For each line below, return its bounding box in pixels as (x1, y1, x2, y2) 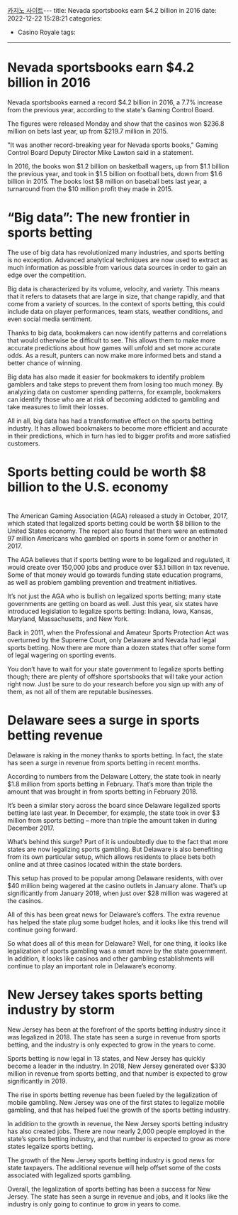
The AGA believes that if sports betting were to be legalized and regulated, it (7, 556, 230, 564)
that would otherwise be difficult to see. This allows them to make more (7, 336, 216, 345)
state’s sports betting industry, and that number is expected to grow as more (7, 1135, 230, 1143)
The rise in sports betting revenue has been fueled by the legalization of (7, 1091, 218, 1099)
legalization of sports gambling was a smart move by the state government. (7, 947, 228, 956)
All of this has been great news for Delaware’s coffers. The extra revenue (7, 910, 221, 919)
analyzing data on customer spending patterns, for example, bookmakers (7, 387, 222, 396)
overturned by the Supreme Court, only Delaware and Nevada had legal (7, 636, 217, 644)
